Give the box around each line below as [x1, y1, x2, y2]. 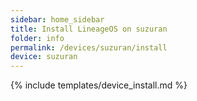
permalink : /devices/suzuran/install [10, 42, 168, 53]
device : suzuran [10, 52, 78, 62]
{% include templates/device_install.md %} [10, 79, 188, 91]
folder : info [10, 33, 65, 43]
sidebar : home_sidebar [10, 14, 105, 25]
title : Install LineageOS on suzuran [10, 24, 168, 34]
